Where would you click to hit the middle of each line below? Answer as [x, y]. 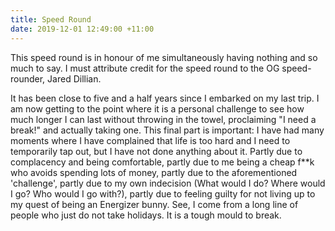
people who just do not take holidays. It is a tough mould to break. [146, 215]
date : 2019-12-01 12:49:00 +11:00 [82, 29]
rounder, [28, 78]
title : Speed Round [51, 19]
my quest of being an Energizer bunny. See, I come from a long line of [154, 204]
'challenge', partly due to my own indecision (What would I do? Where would [168, 183]
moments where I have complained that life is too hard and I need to [150, 140]
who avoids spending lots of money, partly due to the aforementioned [154, 172]
